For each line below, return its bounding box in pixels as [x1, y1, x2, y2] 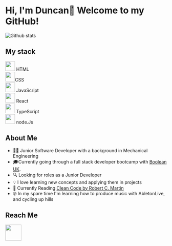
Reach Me [5, 211, 38, 219]
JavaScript [16, 87, 39, 93]
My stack [5, 47, 36, 56]
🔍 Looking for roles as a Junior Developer [12, 172, 102, 178]
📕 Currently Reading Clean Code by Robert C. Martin [12, 184, 124, 191]
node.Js [16, 119, 33, 125]
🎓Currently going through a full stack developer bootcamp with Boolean [12, 158, 167, 165]
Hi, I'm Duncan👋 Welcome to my [5, 5, 144, 16]
